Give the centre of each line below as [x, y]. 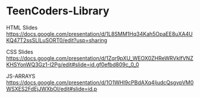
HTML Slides [22, 27]
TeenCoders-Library [58, 11]
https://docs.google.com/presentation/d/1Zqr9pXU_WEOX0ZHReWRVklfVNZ [100, 58]
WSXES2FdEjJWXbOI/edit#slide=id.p [51, 88]
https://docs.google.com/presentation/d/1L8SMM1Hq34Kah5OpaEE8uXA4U [100, 33]
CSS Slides [20, 51]
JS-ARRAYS [21, 76]
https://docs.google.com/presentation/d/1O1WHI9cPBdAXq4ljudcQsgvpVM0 [100, 82]
